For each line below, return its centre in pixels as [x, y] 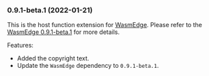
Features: [20, 45]
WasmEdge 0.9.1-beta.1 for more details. [64, 32]
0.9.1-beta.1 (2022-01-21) [50, 10]
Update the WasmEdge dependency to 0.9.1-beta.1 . [88, 66]
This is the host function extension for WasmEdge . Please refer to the [105, 25]
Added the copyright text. [53, 58]
